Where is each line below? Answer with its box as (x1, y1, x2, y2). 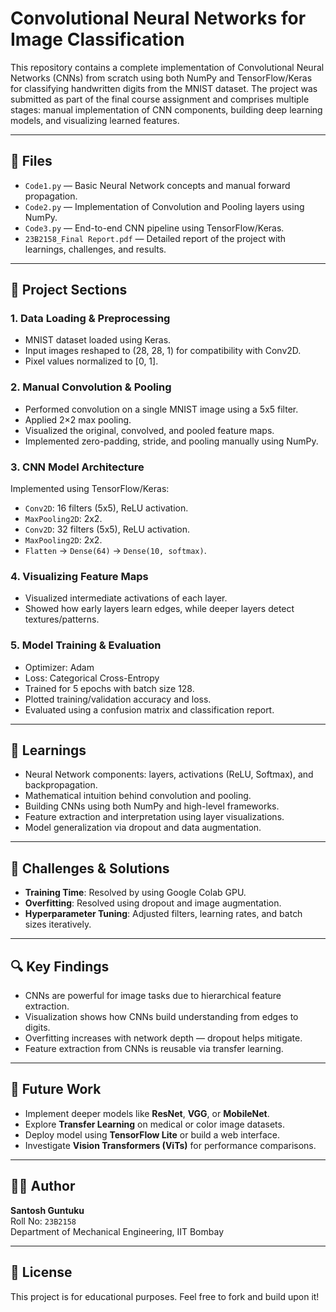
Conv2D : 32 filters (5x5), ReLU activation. (24, 523, 191, 536)
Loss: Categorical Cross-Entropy (24, 672, 160, 684)
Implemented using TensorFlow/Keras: (10, 483, 170, 495)
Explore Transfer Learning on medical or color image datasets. (24, 1118, 285, 1130)
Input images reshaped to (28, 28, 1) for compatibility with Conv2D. (24, 345, 302, 357)
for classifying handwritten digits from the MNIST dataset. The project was (10, 82, 318, 94)
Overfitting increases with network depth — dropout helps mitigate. (24, 1032, 303, 1044)
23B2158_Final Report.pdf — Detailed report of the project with (24, 232, 287, 244)
